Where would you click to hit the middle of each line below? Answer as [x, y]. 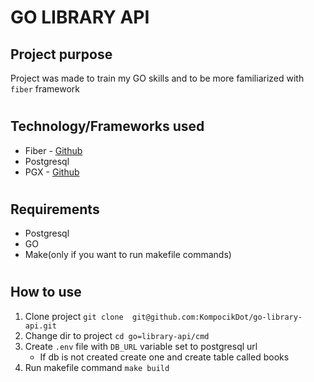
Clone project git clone [74, 316]
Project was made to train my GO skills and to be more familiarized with [157, 78]
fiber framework [45, 89]
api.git [40, 326]
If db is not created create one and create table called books [164, 357]
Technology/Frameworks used [107, 126]
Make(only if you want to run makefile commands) [128, 255]
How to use [46, 292]
